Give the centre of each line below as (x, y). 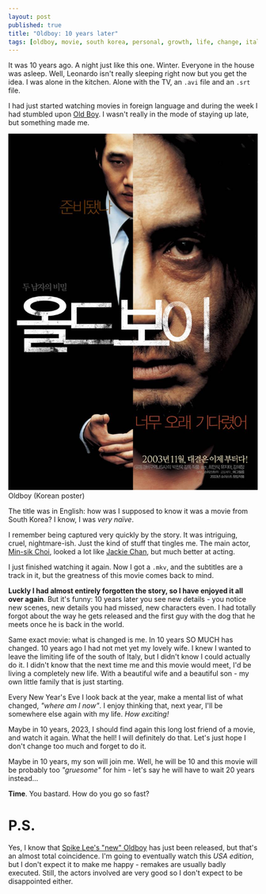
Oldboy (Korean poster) (47, 496)
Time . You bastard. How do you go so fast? (79, 794)
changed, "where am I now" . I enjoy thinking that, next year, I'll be (116, 706)
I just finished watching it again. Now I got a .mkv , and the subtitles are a (125, 567)
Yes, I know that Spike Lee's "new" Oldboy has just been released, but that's (133, 847)
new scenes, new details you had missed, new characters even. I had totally (132, 608)
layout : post (30, 17)
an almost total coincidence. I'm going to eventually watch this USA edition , (131, 856)
